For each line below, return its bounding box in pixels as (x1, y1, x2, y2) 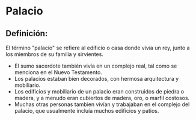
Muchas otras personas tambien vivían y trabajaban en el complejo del (14, 101, 190, 108)
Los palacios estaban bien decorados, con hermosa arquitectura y (14, 75, 179, 82)
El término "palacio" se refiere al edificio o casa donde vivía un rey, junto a (5, 44, 190, 51)
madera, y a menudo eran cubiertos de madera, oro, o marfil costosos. (14, 95, 190, 101)
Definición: (5, 28, 48, 39)
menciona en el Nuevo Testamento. (14, 69, 103, 76)
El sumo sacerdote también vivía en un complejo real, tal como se (14, 62, 177, 69)
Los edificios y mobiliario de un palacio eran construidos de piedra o (14, 88, 185, 95)
